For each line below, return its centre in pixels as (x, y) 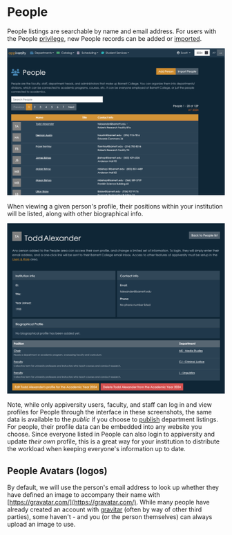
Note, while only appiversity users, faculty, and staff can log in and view (109, 405)
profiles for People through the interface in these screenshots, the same (109, 412)
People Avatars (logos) (58, 471)
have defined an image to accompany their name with (84, 495)
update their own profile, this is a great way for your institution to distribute (113, 441)
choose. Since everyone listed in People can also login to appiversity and (111, 435)
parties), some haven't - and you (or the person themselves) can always (110, 517)
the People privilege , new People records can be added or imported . (105, 38)
